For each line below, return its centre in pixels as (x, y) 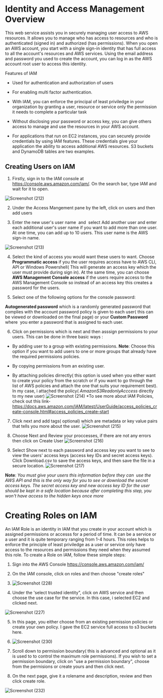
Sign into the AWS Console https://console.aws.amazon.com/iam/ (78, 564)
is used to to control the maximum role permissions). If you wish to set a (84, 656)
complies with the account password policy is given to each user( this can (79, 312)
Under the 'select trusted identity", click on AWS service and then (78, 592)
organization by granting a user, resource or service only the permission (84, 107)
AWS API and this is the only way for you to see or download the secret (77, 480)
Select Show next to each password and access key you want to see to (83, 450)
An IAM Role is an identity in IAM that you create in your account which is (78, 529)
